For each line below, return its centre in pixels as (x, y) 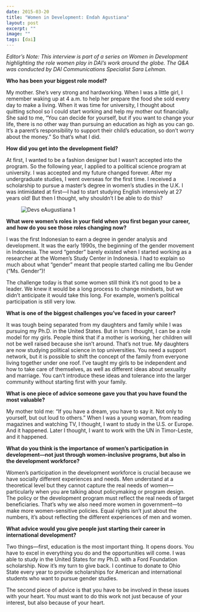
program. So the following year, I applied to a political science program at (96, 166)
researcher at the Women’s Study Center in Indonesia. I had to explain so (96, 258)
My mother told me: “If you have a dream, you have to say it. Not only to (95, 411)
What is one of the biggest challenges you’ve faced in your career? (91, 313)
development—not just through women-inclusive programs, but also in (96, 455)
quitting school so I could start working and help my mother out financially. (98, 111)
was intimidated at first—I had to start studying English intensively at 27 (94, 192)
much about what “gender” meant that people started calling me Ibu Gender (100, 264)
